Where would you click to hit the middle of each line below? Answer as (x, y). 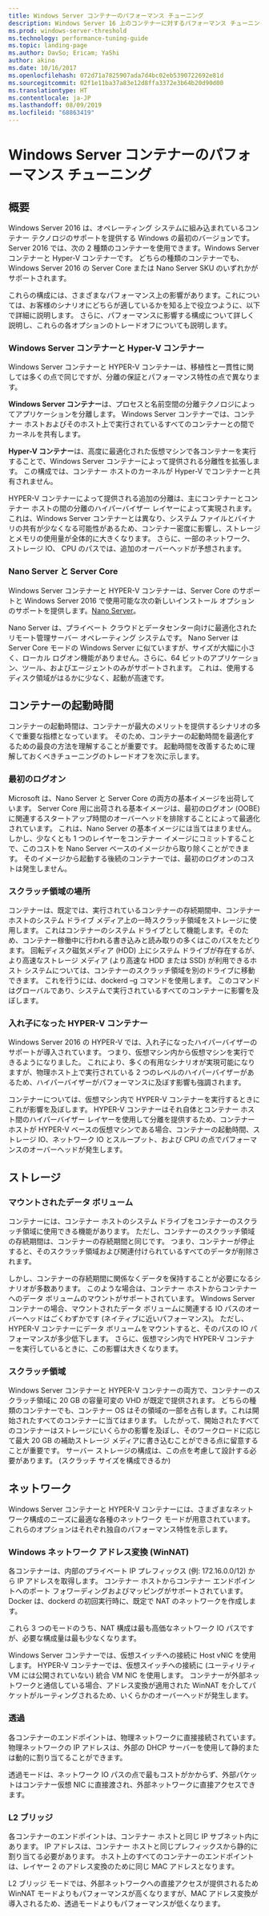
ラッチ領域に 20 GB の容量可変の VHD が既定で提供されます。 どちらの (132, 1401)
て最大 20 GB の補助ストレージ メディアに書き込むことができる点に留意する (133, 1441)
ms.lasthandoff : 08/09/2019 (55, 105)
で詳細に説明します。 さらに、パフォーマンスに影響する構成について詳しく (131, 315)
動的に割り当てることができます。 (71, 1757)
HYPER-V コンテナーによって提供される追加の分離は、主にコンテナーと (126, 498)
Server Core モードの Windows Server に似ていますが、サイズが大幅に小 (128, 648)
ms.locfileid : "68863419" (51, 113)
